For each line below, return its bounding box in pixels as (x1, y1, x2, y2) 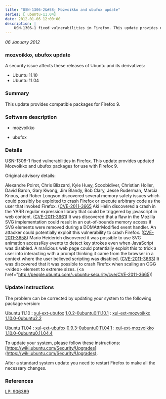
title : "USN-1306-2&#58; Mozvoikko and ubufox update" (5, 7, 121, 12)
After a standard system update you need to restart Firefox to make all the (5, 359, 156, 366)
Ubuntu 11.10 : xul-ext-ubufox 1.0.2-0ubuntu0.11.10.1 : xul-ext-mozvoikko (5, 310, 151, 316)
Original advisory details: (5, 173, 56, 178)
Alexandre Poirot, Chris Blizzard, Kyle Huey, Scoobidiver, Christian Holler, (5, 182, 154, 188)
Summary (5, 90, 30, 97)
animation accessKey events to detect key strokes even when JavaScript (5, 240, 154, 246)
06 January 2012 (5, 39, 41, 45)
